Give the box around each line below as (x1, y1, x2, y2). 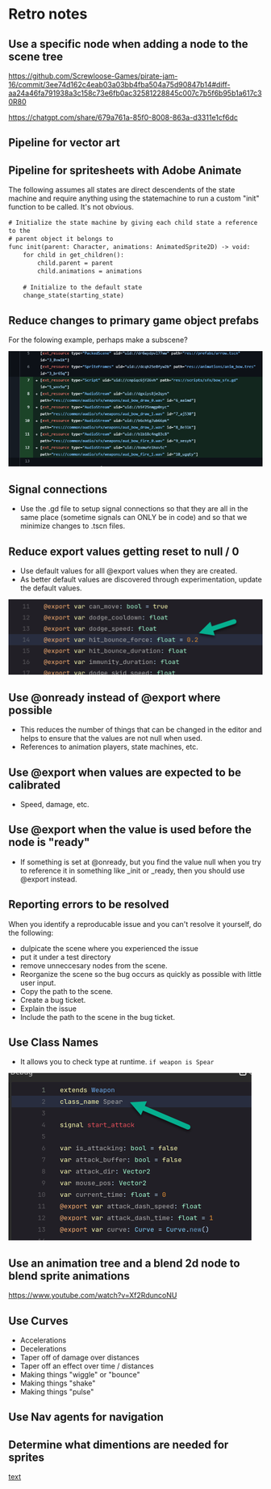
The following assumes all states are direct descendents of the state (8, 185, 236, 195)
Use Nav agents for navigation (8, 1411, 164, 1424)
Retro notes (8, 5, 88, 23)
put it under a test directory (19, 952, 111, 962)
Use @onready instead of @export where (8, 691, 221, 704)
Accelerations (19, 1335, 67, 1345)
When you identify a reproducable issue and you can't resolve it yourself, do (8, 919, 262, 929)
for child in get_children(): (23, 252, 125, 260)
